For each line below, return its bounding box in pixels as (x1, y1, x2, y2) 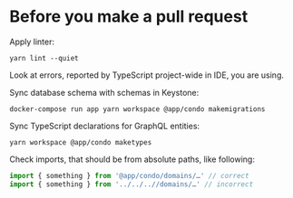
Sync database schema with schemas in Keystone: (9, 87, 200, 98)
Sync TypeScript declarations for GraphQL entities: (9, 120, 200, 131)
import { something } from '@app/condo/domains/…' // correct (9, 171, 249, 180)
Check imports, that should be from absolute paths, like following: (9, 154, 256, 165)
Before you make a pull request (9, 6, 249, 27)
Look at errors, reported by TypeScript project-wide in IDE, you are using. (9, 70, 284, 80)
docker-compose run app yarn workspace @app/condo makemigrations (9, 104, 266, 114)
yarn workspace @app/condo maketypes (9, 137, 152, 146)
